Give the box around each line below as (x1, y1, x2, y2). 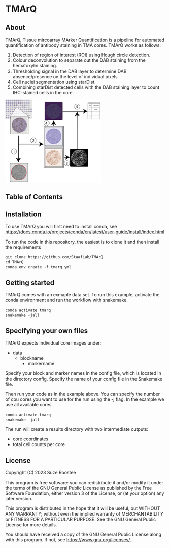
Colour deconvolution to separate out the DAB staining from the (12, 57, 146, 63)
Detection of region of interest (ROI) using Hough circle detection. (12, 52, 151, 58)
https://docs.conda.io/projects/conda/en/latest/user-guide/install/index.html (5, 229, 165, 235)
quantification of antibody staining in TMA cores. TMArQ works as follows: (5, 42, 161, 48)
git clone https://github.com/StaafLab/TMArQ (5, 254, 103, 259)
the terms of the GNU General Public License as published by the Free (5, 485, 152, 491)
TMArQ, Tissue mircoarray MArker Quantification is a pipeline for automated (5, 37, 165, 43)
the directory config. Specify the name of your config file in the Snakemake (5, 376, 163, 382)
